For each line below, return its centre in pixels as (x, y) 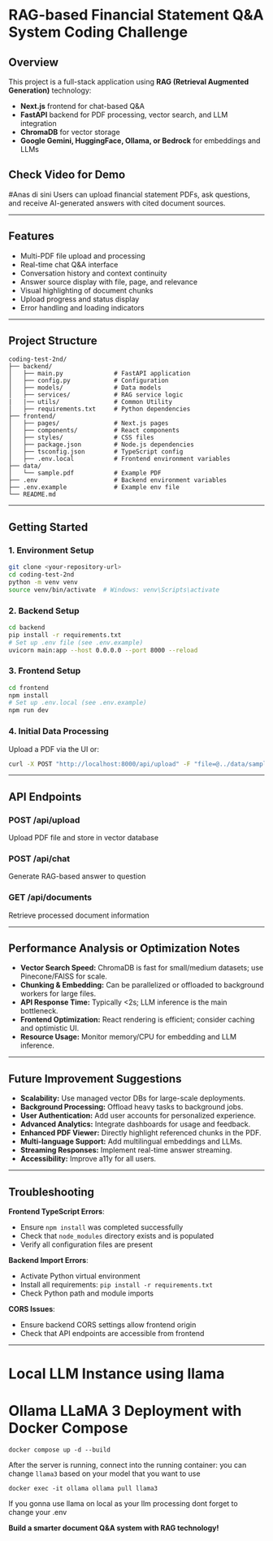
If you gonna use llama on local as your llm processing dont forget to (123, 1504)
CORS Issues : (32, 1309)
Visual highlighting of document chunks (87, 290)
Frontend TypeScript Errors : (56, 1212)
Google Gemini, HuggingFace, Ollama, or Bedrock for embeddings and (140, 141)
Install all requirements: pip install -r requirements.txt (117, 1285)
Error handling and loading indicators (82, 307)
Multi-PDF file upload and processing (83, 256)
